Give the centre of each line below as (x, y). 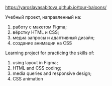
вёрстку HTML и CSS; (36, 32)
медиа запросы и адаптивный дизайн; (53, 38)
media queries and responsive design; (52, 73)
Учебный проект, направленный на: (43, 17)
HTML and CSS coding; (37, 68)
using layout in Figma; (35, 62)
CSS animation (28, 79)
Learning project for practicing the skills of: (50, 53)
